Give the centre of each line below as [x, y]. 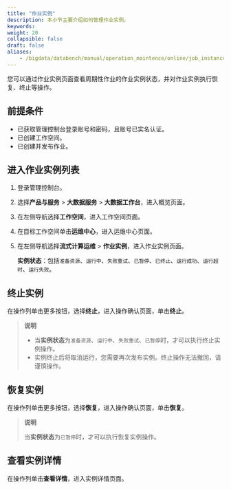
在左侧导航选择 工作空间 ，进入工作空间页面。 [80, 217]
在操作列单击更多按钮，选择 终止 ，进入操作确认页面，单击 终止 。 [97, 311]
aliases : [20, 52]
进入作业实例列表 [43, 170]
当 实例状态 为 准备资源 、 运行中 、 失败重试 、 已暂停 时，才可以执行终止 [124, 340]
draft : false [26, 45]
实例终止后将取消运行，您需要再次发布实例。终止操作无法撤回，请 [128, 358]
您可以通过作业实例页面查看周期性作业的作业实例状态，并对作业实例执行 [109, 78]
